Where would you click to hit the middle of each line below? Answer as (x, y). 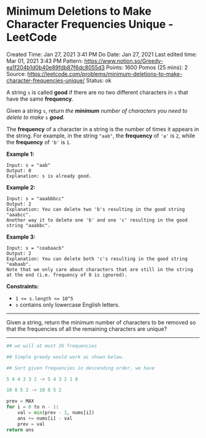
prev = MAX (20, 401)
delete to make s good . (36, 117)
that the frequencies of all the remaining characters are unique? (87, 329)
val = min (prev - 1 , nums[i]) (56, 413)
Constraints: (23, 286)
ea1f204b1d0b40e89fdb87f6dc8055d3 (56, 67)
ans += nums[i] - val (45, 418)
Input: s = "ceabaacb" (35, 248)
